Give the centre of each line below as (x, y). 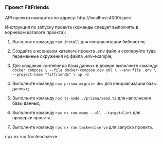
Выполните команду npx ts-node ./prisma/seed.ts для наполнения (81, 98)
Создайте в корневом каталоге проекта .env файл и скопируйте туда (84, 51)
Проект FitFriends (27, 7)
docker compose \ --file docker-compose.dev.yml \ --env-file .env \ (84, 70)
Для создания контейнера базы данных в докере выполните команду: (85, 66)
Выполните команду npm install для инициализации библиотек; (79, 42)
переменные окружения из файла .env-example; (62, 56)
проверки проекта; (32, 118)
